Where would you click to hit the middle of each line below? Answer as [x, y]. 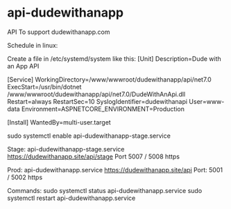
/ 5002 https [25, 177]
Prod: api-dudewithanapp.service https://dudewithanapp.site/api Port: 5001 [115, 170]
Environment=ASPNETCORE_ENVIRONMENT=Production [103, 109]
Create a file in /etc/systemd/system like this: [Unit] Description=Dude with [114, 58]
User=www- [207, 101]
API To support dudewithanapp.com [59, 32]
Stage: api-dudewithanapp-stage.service [66, 149]
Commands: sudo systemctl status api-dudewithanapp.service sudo [105, 190]
